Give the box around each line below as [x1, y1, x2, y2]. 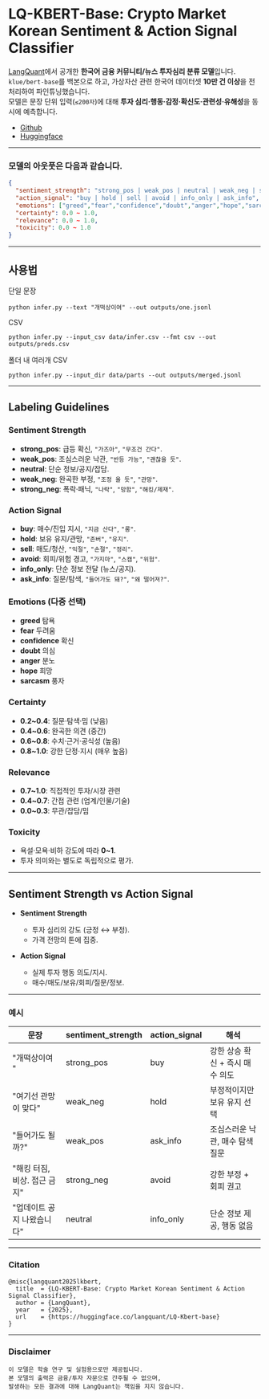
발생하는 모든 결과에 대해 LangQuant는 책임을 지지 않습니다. [8, 1382, 185, 1390]
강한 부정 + [209, 1169, 250, 1181]
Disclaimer [8, 1346, 51, 1357]
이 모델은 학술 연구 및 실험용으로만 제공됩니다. [8, 1365, 143, 1373]
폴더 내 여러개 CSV [8, 355, 68, 365]
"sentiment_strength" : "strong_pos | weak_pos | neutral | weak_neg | [15, 186, 256, 195]
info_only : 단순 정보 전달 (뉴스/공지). [19, 564, 136, 574]
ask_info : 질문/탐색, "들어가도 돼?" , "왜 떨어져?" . [19, 574, 170, 584]
